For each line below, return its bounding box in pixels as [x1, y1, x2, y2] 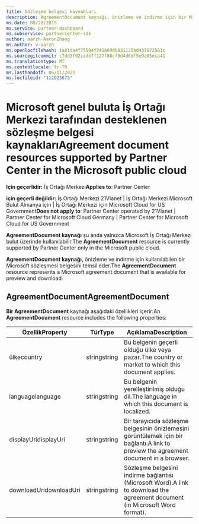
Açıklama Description [126, 328, 188, 336]
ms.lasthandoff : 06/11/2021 [6, 70, 76, 75]
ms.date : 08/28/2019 [6, 20, 57, 26]
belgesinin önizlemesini [124, 424, 190, 433]
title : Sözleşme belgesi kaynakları [6, 8, 97, 15]
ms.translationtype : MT [6, 58, 65, 64]
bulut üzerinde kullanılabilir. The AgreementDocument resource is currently [6, 238, 190, 245]
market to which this [124, 360, 181, 368]
